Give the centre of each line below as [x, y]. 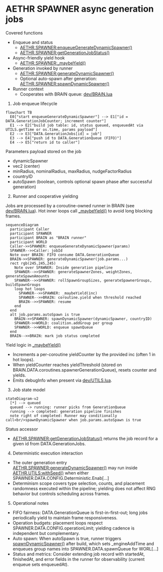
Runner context [28, 89]
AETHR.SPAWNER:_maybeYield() [53, 63]
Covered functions [24, 33]
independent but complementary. [46, 533]
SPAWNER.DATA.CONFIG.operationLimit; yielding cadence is [73, 528]
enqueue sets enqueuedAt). [41, 564]
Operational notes [31, 503]
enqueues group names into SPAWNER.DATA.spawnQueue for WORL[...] [85, 549]
